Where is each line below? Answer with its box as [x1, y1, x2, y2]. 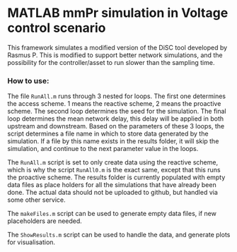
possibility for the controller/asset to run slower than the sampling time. [7, 58, 215, 66]
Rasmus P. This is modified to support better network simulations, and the [7, 51, 223, 59]
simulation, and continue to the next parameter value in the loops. [7, 145, 199, 153]
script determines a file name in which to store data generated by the [7, 129, 209, 138]
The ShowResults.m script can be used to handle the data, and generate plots [7, 231, 231, 239]
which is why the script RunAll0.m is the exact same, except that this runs [7, 166, 221, 174]
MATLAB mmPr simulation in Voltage [7, 5, 229, 21]
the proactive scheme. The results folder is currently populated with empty [7, 173, 226, 181]
